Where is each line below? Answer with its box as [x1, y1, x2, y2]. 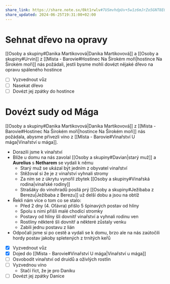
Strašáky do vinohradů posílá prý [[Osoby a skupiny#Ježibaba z [20, 186, 154, 192]
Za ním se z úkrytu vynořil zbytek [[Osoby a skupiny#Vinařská [20, 176, 150, 182]
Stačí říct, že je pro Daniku [20, 267, 75, 273]
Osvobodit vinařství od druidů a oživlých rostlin [12, 256, 111, 262]
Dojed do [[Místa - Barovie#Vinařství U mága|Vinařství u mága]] [12, 250, 146, 256]
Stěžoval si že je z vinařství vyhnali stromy [20, 170, 109, 176]
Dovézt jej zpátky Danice [12, 273, 65, 279]
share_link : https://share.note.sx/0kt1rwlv [5, 7, 101, 13]
